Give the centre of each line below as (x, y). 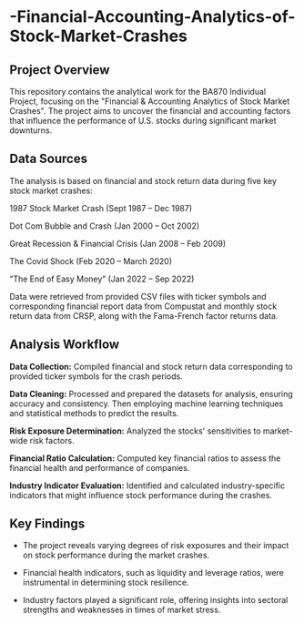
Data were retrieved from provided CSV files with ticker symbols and (138, 296)
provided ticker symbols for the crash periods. (96, 376)
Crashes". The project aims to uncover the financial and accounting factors (150, 111)
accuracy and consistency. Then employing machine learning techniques (147, 404)
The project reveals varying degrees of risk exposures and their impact (156, 546)
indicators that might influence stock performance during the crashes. (141, 495)
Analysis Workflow (65, 345)
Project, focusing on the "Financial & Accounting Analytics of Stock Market (150, 101)
